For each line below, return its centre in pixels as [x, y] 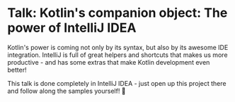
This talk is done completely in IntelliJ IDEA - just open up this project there [117, 83]
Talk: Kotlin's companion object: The [117, 13]
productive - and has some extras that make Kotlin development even [109, 62]
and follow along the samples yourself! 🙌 [67, 91]
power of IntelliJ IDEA [72, 28]
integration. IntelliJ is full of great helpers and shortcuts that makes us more [117, 55]
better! [17, 70]
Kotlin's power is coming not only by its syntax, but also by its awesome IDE [118, 47]
